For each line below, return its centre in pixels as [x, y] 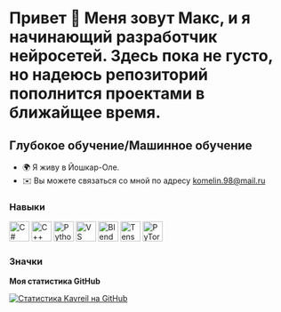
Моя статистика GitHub [55, 281]
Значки [26, 261]
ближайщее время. [85, 112]
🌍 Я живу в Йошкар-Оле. [71, 167]
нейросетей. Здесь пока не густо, [141, 56]
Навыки [28, 206]
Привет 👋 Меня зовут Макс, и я [130, 18]
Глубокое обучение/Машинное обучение [131, 145]
